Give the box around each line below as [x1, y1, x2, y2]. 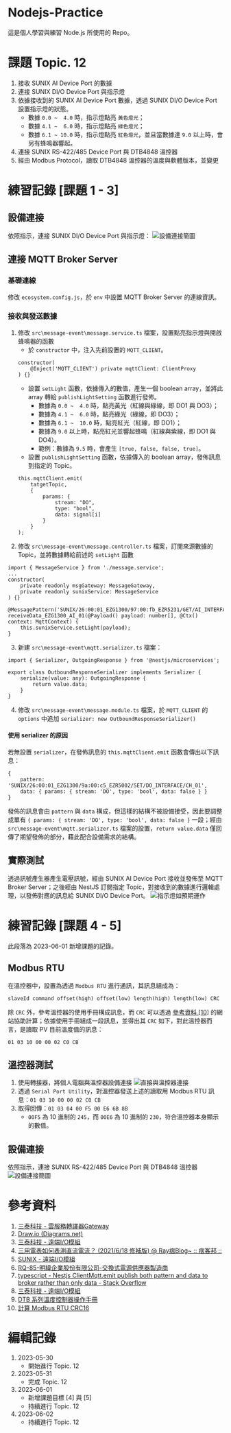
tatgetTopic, [30, 481, 68, 488]
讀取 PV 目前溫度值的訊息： [25, 1025, 104, 1033]
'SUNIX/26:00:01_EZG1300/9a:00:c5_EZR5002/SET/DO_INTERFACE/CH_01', [8, 782, 208, 790]
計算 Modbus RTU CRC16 [17, 1304, 90, 1312]
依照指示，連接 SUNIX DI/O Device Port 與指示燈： [8, 231, 151, 239]
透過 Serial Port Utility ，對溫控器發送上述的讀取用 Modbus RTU [17, 1087, 207, 1096]
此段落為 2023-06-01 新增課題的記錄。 [8, 942, 118, 950]
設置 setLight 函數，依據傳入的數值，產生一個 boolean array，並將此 [27, 384, 223, 392]
